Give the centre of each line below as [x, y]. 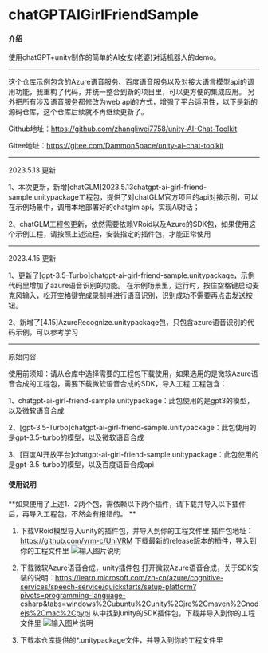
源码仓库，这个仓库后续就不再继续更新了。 [78, 112]
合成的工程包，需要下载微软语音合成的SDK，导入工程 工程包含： [121, 384]
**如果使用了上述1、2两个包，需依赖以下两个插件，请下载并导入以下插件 [127, 504]
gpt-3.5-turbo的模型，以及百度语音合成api [84, 465]
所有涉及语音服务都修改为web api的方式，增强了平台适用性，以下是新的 [140, 102]
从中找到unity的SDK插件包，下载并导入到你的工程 [173, 613]
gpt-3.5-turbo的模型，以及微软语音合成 [79, 437]
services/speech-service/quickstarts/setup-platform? [108, 586]
